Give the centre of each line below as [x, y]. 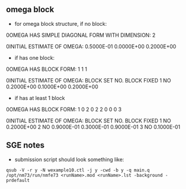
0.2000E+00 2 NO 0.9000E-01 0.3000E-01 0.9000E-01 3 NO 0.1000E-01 [93, 127]
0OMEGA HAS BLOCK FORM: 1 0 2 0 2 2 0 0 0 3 [64, 109]
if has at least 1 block [40, 98]
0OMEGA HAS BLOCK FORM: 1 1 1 [47, 69]
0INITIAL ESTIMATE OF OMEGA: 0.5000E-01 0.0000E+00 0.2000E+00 [91, 46]
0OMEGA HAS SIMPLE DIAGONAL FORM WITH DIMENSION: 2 [81, 35]
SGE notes [25, 145]
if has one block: [34, 57]
